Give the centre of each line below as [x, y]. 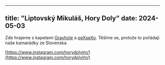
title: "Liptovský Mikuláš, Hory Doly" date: [71, 18]
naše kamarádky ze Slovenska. [36, 43]
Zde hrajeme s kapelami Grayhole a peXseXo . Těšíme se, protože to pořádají [82, 37]
